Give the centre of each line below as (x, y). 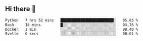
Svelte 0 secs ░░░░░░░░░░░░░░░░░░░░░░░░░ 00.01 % (72, 34)
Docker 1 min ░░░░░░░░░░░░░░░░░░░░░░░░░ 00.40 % (72, 29)
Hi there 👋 (21, 9)
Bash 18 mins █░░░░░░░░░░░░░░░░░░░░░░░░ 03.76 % (72, 25)
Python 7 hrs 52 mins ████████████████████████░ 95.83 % (72, 20)
